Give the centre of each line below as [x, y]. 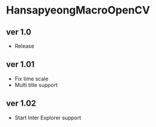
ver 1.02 [21, 103]
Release [24, 46]
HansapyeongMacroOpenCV [78, 10]
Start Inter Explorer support [48, 118]
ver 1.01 [20, 64]
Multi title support [36, 85]
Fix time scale [31, 78]
